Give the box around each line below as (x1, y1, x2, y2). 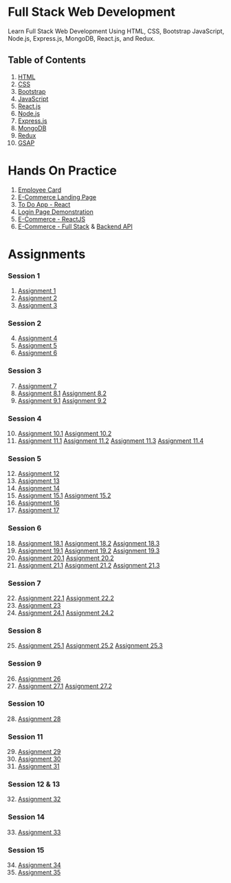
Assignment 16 (17, 499, 60, 507)
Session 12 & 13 (8, 780, 60, 789)
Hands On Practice (8, 163, 118, 178)
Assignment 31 (17, 762, 60, 771)
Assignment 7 (17, 381, 57, 390)
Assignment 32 (17, 795, 61, 804)
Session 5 (8, 453, 42, 463)
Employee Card (17, 186, 62, 194)
